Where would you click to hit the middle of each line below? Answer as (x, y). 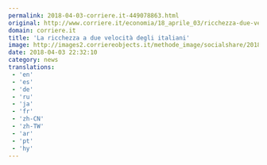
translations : (32, 67)
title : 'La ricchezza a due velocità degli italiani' (99, 38)
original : (25, 23)
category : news (33, 60)
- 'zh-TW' (28, 126)
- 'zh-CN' (28, 119)
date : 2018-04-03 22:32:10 (53, 52)
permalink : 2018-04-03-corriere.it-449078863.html (94, 15)
